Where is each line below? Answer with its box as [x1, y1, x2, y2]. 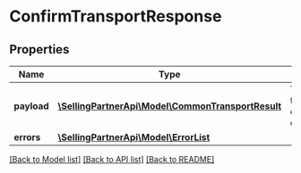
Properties [9, 42, 70, 57]
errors [13, 131, 41, 144]
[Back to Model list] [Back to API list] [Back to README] [9, 154, 215, 164]
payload [13, 100, 49, 112]
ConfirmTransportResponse [9, 6, 222, 27]
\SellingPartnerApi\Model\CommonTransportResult [57, 100, 282, 112]
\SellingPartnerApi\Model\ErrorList [57, 131, 211, 144]
